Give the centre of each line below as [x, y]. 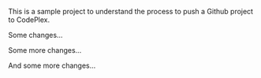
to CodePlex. [29, 20]
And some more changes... [52, 65]
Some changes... [35, 35]
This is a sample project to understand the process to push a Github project [131, 11]
